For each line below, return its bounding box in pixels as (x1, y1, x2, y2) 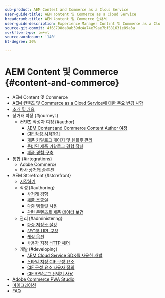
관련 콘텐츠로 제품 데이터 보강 (27, 209, 83, 215)
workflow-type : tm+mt (5, 30, 50, 35)
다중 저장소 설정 (27, 221, 57, 227)
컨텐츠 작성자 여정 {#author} (19, 119, 75, 125)
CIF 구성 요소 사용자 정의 (27, 265, 75, 270)
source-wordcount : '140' (5, 35, 56, 40)
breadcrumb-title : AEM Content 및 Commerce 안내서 (5, 16, 107, 21)
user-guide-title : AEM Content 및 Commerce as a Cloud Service (5, 12, 137, 17)
